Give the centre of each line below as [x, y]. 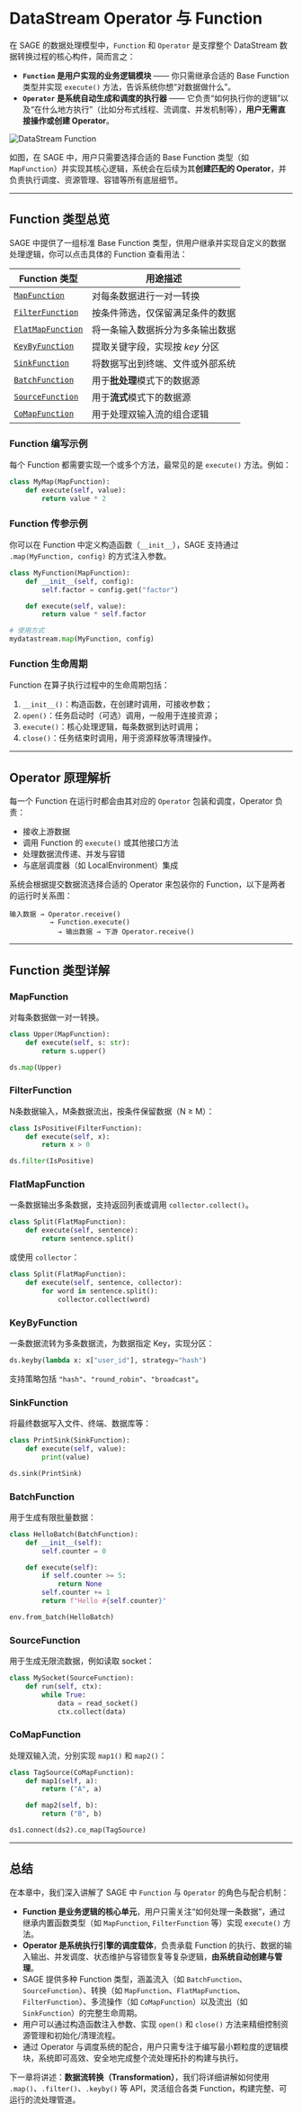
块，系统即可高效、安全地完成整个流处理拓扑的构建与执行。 [133, 2058]
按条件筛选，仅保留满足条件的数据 [164, 313]
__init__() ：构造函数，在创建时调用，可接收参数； [117, 705]
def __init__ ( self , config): [80, 581]
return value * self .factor [94, 615]
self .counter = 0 [74, 1551]
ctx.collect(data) [92, 1712]
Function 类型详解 [60, 970]
